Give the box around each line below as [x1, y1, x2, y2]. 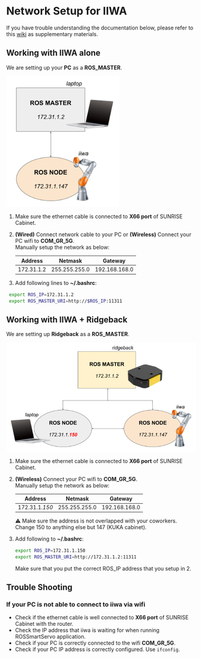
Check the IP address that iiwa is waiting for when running [14, 627, 159, 634]
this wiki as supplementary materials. [6, 30, 98, 37]
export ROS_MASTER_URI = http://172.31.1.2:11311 [14, 554, 137, 560]
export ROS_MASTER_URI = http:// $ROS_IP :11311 [8, 298, 122, 304]
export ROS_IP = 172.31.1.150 [14, 547, 85, 554]
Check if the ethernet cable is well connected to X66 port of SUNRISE [14, 614, 189, 621]
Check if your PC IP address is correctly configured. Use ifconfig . [14, 646, 181, 653]
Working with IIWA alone [6, 48, 101, 58]
